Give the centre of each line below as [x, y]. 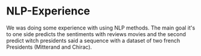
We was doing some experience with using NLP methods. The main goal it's [101, 28]
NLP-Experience [48, 11]
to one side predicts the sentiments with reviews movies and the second [96, 34]
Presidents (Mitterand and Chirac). [49, 47]
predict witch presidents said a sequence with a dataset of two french [93, 40]
